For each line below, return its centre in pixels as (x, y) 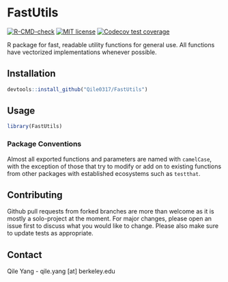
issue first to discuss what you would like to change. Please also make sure (113, 226)
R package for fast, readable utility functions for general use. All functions (111, 44)
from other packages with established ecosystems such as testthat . (104, 173)
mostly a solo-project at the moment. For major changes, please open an (110, 219)
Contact (25, 255)
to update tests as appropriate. (50, 233)
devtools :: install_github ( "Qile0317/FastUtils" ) (77, 89)
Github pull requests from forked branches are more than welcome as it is (111, 211)
